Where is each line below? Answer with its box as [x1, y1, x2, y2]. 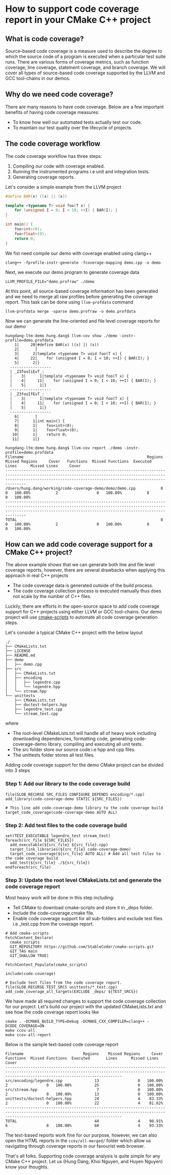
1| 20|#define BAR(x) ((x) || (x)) [14, 342, 100, 347]
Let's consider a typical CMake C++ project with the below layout [5, 629, 143, 636]
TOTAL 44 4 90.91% [5, 1119, 163, 1124]
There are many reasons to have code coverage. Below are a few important [5, 104, 164, 110]
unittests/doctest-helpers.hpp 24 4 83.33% [5, 1096, 163, 1102]
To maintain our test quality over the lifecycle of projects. [12, 124, 133, 131]
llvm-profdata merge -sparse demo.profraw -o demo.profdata [5, 309, 136, 314]
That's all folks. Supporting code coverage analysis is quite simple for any [5, 1153, 161, 1159]
